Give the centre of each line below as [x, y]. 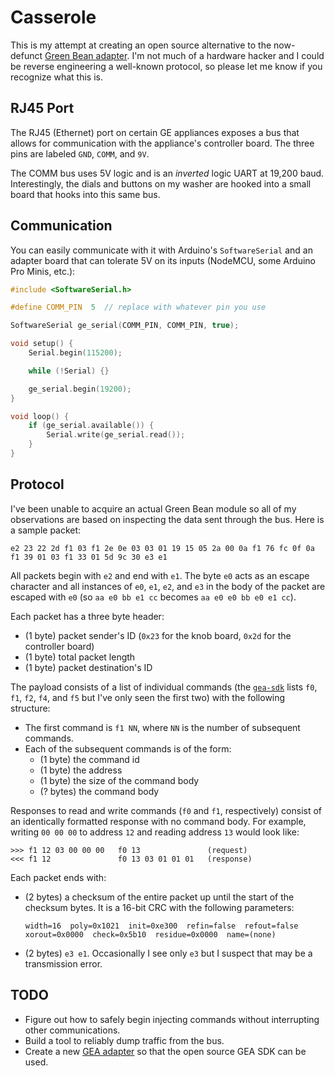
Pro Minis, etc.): [43, 271]
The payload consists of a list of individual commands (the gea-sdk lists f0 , [164, 687]
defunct [26, 55]
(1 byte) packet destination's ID [88, 667]
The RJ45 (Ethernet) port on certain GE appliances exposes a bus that [155, 132]
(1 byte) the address [81, 770]
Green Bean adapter [86, 55]
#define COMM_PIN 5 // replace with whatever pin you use [138, 307]
